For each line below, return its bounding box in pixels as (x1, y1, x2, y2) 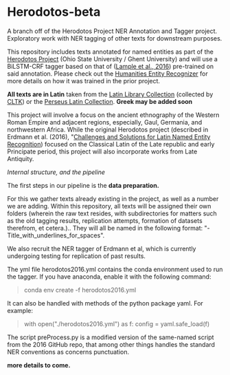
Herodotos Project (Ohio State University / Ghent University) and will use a (7, 54, 218, 63)
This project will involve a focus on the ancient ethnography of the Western (7, 111, 220, 119)
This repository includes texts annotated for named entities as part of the (7, 47, 214, 56)
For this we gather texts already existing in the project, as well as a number (7, 194, 219, 203)
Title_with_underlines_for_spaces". (7, 231, 105, 239)
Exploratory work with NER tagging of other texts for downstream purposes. (7, 34, 222, 42)
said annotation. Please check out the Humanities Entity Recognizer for (7, 69, 208, 78)
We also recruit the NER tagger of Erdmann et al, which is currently (7, 244, 196, 253)
